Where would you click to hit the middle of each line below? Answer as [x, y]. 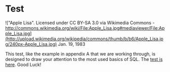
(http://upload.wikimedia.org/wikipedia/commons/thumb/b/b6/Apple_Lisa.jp [84, 39]
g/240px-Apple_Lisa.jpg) [31, 44]
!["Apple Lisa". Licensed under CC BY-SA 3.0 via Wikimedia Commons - [80, 23]
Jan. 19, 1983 [72, 44]
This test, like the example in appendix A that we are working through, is [80, 54]
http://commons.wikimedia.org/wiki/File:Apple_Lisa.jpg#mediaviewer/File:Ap [85, 28]
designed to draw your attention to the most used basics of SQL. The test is [84, 59]
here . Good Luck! [23, 64]
